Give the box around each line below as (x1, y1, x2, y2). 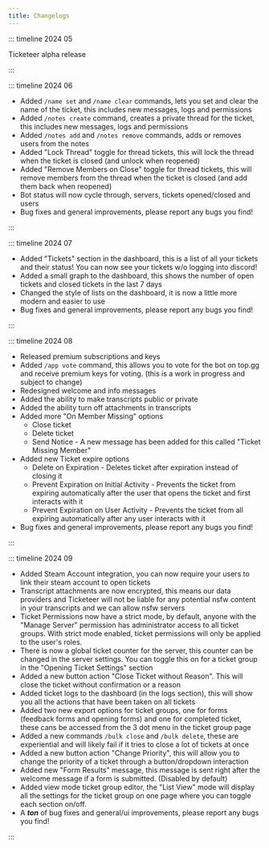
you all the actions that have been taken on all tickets (19, 696, 196, 707)
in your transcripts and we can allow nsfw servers (19, 603, 185, 613)
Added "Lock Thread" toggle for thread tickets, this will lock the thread (19, 147, 255, 157)
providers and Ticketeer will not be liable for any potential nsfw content (19, 594, 256, 604)
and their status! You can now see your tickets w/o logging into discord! (19, 262, 258, 271)
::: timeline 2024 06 (8, 80, 73, 90)
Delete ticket (31, 428, 75, 438)
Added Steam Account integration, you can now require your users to (19, 569, 251, 578)
